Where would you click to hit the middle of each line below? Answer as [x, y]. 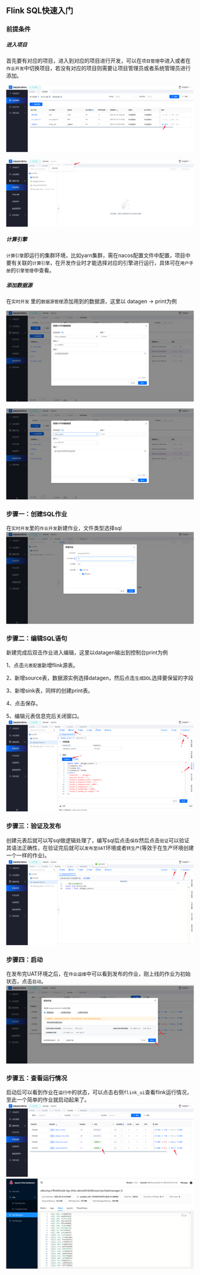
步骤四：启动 [25, 959]
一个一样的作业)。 [28, 855]
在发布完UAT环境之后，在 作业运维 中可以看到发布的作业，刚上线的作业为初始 [99, 974]
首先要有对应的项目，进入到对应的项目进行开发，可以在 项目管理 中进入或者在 [99, 61]
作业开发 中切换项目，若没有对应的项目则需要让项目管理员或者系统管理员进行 [99, 68]
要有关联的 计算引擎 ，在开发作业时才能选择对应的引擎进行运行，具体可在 [93, 263]
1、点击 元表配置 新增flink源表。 [42, 665]
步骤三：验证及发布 [34, 826]
